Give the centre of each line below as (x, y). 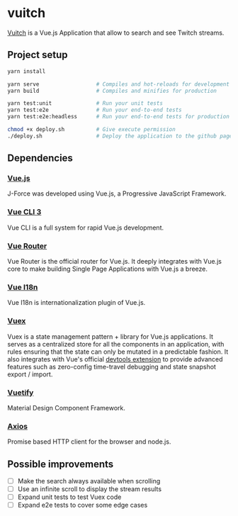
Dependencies (40, 158)
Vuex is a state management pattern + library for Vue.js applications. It (110, 336)
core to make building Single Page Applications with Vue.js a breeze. (107, 269)
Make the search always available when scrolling (89, 481)
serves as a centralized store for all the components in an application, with (116, 344)
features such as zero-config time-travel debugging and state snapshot (112, 366)
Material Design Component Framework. (66, 408)
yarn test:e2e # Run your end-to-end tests (95, 110)
